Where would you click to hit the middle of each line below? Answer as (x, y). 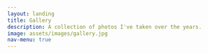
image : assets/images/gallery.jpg (58, 33)
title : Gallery (29, 20)
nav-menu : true (29, 40)
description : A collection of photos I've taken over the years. (104, 27)
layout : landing (31, 14)
